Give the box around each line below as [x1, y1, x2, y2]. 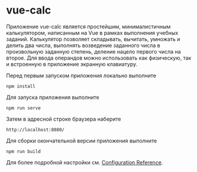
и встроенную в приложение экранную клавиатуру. [6, 60, 138, 68]
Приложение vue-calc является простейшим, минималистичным [6, 23, 171, 30]
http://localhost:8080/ [6, 127, 65, 133]
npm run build [6, 148, 41, 154]
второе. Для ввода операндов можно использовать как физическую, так [6, 54, 192, 61]
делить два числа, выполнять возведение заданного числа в [6, 42, 161, 49]
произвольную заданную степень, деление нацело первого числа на [6, 48, 182, 55]
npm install [6, 83, 35, 89]
